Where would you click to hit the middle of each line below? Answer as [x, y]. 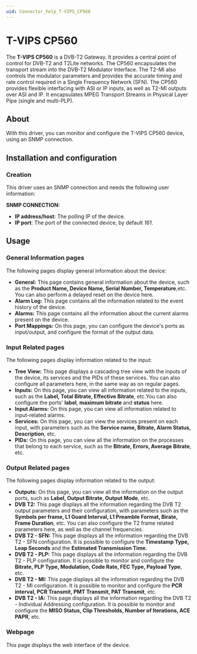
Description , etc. [35, 434]
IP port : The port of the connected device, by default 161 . [84, 223]
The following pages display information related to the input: [79, 360]
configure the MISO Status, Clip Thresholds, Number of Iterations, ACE [102, 611]
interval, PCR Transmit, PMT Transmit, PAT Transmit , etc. [86, 592]
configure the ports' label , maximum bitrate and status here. [89, 403]
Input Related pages [35, 347]
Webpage [20, 632]
